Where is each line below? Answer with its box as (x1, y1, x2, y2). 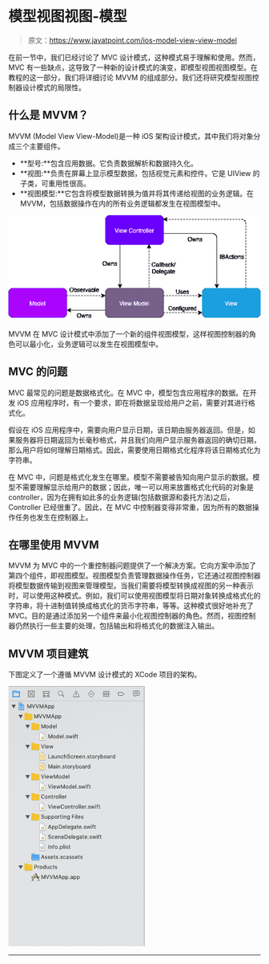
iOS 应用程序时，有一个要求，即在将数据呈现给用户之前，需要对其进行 (17, 398, 248, 407)
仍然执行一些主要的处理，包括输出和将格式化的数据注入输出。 (14, 621, 219, 631)
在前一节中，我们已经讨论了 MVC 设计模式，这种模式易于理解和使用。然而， (8, 52, 260, 62)
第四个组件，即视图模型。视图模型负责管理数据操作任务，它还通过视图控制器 (8, 571, 261, 581)
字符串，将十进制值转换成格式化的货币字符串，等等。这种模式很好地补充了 (8, 601, 254, 611)
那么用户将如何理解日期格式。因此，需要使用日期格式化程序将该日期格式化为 (8, 445, 261, 455)
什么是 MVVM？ (8, 108, 89, 122)
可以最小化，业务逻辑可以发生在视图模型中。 (14, 339, 163, 349)
